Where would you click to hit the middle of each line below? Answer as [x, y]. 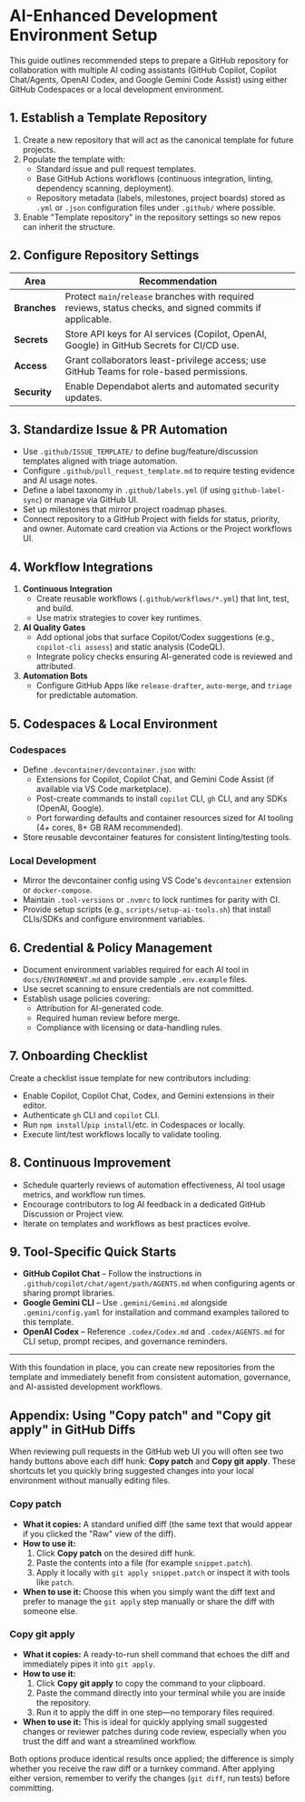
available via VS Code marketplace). [104, 788]
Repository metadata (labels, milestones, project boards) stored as [161, 197]
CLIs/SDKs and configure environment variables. [114, 919]
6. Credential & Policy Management [111, 948]
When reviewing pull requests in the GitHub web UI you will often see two [147, 1452]
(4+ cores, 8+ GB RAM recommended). [109, 827]
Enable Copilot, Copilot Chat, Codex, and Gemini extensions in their [148, 1096]
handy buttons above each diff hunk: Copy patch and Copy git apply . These [152, 1461]
